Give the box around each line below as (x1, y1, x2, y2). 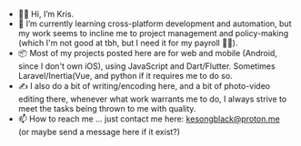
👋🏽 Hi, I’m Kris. (17, 9, 75, 19)
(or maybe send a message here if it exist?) (17, 127, 180, 137)
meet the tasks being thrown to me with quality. (17, 103, 196, 113)
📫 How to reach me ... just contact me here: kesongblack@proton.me (17, 113, 280, 124)
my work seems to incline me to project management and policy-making (17, 28, 289, 38)
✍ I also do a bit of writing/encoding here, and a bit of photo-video (17, 81, 271, 91)
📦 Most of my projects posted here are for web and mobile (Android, (17, 48, 277, 58)
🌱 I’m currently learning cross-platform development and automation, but (17, 18, 292, 29)
